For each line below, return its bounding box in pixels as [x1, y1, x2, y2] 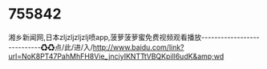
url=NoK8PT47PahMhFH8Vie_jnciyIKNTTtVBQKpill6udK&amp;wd [8, 51, 225, 61]
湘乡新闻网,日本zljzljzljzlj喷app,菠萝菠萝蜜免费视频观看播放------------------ [8, 32, 261, 42]
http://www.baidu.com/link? [92, 42, 184, 52]
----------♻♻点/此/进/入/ [8, 42, 94, 52]
